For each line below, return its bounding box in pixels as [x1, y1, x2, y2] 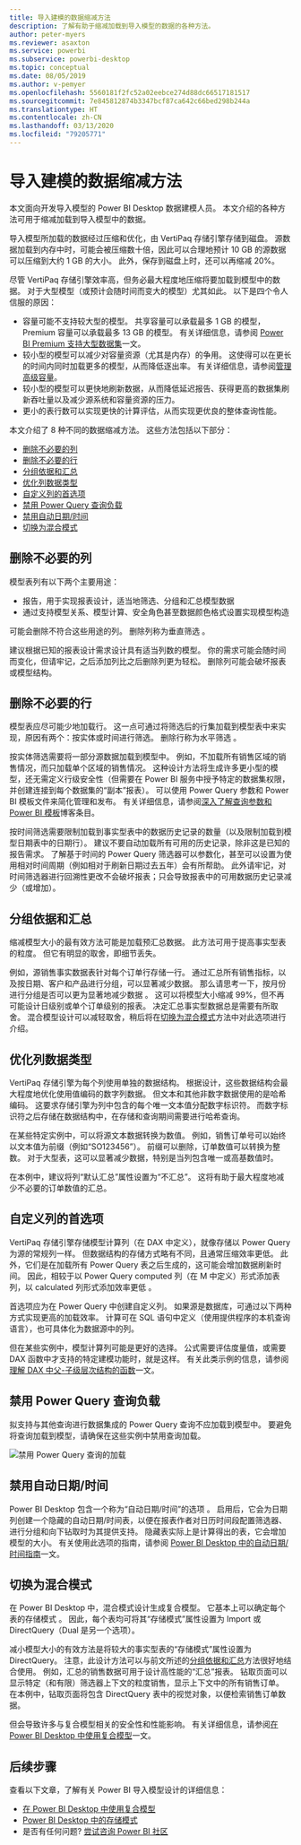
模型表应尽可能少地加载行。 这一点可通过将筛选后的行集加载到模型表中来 [9, 721, 279, 732]
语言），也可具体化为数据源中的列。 [9, 1323, 139, 1334]
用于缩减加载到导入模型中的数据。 [24, 213, 150, 224]
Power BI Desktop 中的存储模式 [21, 1815, 138, 1825]
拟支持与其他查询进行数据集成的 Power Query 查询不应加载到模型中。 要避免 [9, 1418, 292, 1430]
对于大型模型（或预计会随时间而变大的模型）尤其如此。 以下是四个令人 [26, 285, 288, 296]
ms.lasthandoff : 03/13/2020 [9, 122, 115, 131]
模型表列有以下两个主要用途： [9, 576, 119, 587]
